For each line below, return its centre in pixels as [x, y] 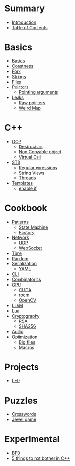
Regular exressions [38, 167]
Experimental [32, 439]
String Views [32, 173]
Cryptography [26, 316]
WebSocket [30, 248]
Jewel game [24, 419]
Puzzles [21, 400]
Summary [25, 9]
